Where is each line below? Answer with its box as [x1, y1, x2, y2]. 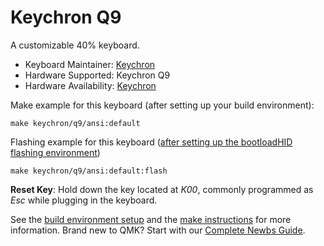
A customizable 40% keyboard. [10, 39, 140, 51]
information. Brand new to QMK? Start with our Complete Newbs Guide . [10, 224, 306, 236]
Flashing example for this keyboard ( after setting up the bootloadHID [10, 136, 293, 148]
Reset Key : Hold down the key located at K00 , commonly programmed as [10, 183, 314, 195]
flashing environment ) [10, 146, 101, 158]
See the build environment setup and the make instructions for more [10, 213, 292, 225]
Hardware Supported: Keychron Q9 [24, 69, 171, 81]
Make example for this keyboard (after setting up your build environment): [10, 99, 315, 111]
